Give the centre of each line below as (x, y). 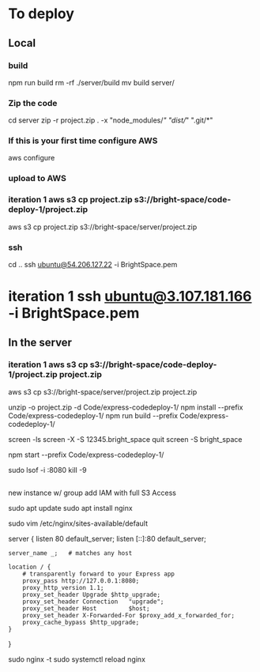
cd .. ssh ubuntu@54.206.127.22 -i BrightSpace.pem (93, 264)
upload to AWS (38, 179)
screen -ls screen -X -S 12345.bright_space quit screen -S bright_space (125, 439)
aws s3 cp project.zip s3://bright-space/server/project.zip (103, 227)
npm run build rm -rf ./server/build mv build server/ (92, 82)
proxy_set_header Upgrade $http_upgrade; (91, 595)
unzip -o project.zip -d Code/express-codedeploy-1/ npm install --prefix (126, 407)
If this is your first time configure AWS (83, 141)
